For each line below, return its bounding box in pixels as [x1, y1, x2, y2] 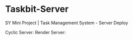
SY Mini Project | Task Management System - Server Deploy [5, 20, 128, 26]
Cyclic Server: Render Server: [5, 29, 66, 35]
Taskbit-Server [5, 3, 69, 15]
